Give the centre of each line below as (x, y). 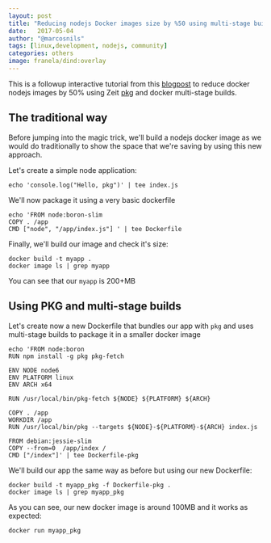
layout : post (30, 16)
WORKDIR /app (30, 420)
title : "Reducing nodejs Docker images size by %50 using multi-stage (129, 23)
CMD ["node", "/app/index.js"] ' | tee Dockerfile (95, 229)
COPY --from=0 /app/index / (57, 448)
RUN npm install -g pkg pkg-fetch (67, 356)
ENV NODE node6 (34, 370)
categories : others (41, 53)
